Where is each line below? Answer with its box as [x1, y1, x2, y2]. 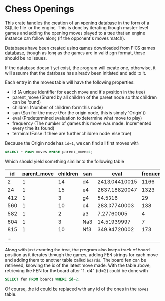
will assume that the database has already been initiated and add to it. [5, 70, 146, 75]
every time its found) [12, 125, 55, 131]
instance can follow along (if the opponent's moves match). [5, 35, 125, 41]
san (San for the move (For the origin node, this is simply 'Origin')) [12, 109, 146, 116]
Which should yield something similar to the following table [5, 158, 124, 164]
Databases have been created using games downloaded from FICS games [5, 45, 156, 50]
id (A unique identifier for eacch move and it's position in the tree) [12, 89, 146, 95]
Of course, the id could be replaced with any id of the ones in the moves [5, 286, 149, 292]
